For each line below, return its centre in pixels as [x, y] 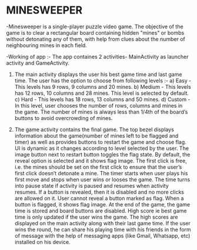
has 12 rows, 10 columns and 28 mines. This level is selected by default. [102, 93]
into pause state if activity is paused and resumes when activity [92, 185]
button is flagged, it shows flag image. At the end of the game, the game [102, 204]
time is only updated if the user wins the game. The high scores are [96, 217]
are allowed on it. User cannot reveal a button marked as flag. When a [99, 198]
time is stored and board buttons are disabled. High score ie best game [101, 211]
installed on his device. [42, 242]
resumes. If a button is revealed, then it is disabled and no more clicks [99, 192]
